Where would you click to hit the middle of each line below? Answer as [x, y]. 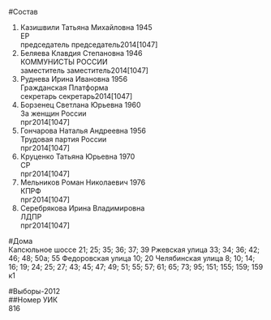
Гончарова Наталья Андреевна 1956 [83, 130]
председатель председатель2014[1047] [89, 45]
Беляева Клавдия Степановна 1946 [81, 53]
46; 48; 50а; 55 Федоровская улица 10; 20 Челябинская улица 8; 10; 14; [132, 258]
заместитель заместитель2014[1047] [84, 70]
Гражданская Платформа [64, 87]
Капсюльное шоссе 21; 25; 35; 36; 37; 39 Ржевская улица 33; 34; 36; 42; [134, 250]
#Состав [23, 12]
